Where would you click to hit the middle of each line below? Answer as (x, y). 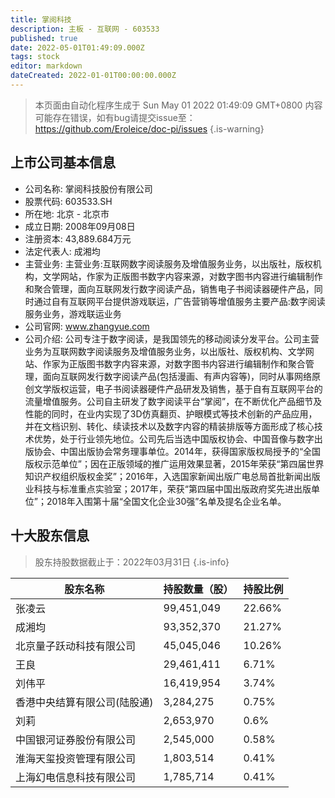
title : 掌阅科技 (41, 19)
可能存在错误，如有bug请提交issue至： (115, 117)
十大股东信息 (50, 536)
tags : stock (35, 57)
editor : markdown (46, 66)
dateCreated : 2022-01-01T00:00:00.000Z (93, 76)
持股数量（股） (198, 589)
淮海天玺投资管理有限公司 (76, 758)
